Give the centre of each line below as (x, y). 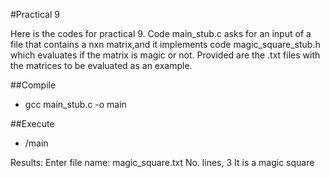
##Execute (32, 123)
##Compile (33, 85)
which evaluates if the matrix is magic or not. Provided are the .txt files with (165, 55)
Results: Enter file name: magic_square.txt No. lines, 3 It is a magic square (162, 162)
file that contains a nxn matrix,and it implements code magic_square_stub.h (165, 44)
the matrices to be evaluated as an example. (101, 65)
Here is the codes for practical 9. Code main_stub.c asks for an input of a (161, 33)
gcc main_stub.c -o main (75, 104)
